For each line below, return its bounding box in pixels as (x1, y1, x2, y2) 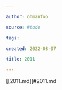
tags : (6, 35, 19, 41)
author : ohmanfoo (6, 14, 49, 19)
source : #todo (6, 24, 41, 30)
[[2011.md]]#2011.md (6, 78, 57, 85)
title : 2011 (6, 56, 35, 62)
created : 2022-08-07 (6, 45, 57, 52)
